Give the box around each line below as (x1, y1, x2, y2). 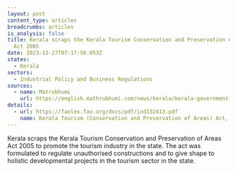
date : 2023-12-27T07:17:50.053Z (7, 50, 102, 57)
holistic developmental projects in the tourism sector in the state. (7, 156, 195, 165)
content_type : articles (7, 17, 78, 24)
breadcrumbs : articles (7, 23, 74, 30)
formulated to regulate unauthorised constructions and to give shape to (7, 149, 215, 157)
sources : (7, 82, 33, 89)
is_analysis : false (7, 29, 65, 37)
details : (7, 102, 33, 109)
